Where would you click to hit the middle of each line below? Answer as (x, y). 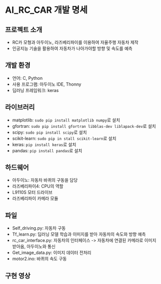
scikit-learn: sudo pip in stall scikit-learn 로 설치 (64, 138)
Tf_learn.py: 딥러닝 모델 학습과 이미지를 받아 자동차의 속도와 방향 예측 (79, 234)
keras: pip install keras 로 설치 (44, 144)
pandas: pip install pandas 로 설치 (47, 150)
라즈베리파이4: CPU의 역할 (38, 186)
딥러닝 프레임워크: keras (35, 90)
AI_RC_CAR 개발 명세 (46, 10)
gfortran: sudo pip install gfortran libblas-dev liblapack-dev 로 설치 (84, 126)
